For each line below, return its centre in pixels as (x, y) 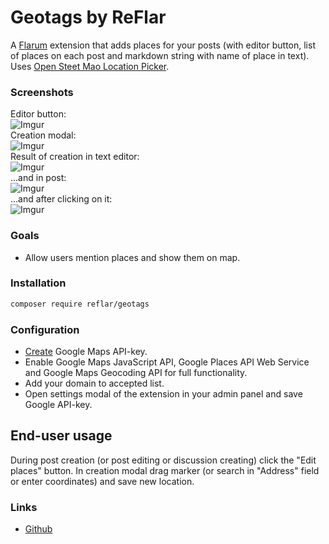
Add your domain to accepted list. (94, 383)
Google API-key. (58, 404)
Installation (38, 283)
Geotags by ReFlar (88, 17)
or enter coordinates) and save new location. (102, 481)
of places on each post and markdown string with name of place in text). (160, 55)
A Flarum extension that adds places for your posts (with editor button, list (163, 45)
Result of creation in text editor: (75, 157)
